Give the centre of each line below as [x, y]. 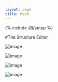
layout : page [18, 9]
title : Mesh [17, 14]
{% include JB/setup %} [29, 27]
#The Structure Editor [27, 37]
